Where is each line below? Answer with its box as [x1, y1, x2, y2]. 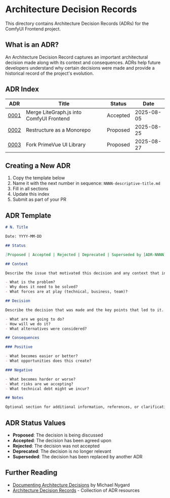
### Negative [5, 367, 33, 372]
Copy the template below [12, 175, 65, 181]
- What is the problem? [5, 279, 56, 285]
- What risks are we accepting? [5, 381, 73, 387]
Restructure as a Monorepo [26, 126, 91, 133]
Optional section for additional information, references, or [5, 404, 139, 410]
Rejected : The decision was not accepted [12, 443, 100, 449]
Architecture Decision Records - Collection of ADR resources [12, 487, 140, 493]
